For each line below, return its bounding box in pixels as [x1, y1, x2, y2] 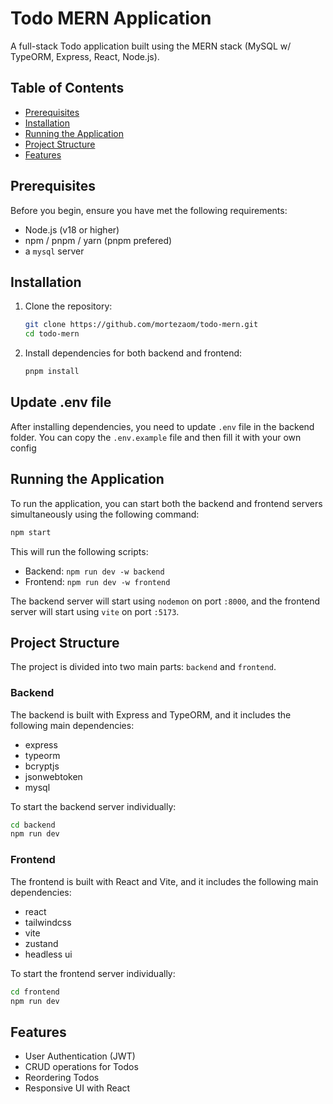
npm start [10, 527, 52, 537]
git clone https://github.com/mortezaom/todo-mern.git [24, 320, 259, 330]
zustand [24, 937, 59, 949]
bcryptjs [24, 760, 60, 772]
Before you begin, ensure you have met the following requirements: [10, 204, 288, 216]
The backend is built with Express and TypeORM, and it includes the [10, 708, 292, 721]
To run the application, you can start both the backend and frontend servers [10, 497, 323, 509]
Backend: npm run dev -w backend [24, 565, 165, 577]
